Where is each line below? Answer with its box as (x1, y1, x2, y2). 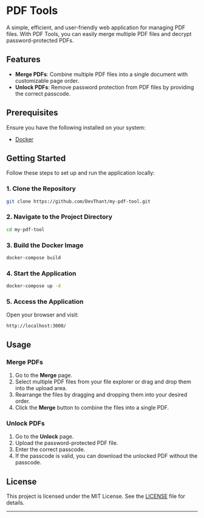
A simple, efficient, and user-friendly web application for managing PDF (6, 24, 186, 31)
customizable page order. (15, 77, 80, 84)
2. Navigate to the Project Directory (6, 212, 113, 221)
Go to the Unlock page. (15, 433, 74, 440)
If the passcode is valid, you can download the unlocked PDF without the (15, 452, 198, 460)
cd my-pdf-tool (6, 226, 45, 233)
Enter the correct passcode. (15, 446, 86, 453)
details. (6, 499, 25, 506)
